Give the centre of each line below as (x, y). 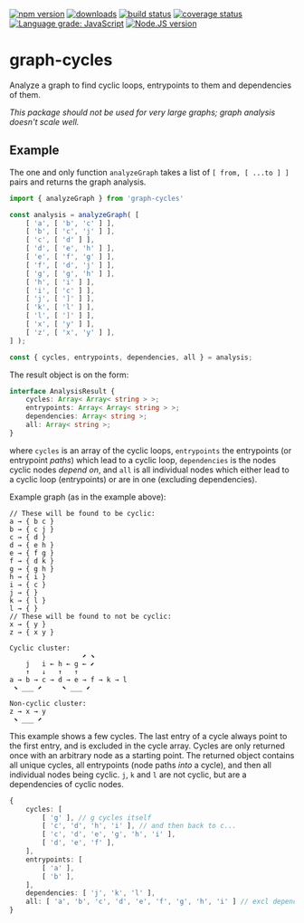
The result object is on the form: (69, 375)
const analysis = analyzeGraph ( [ (75, 214)
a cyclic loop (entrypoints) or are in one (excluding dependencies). (133, 479)
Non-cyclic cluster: (48, 703)
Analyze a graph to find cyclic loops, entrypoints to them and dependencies (151, 85)
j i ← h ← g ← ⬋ (60, 664)
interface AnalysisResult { (62, 391)
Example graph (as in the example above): (88, 497)
